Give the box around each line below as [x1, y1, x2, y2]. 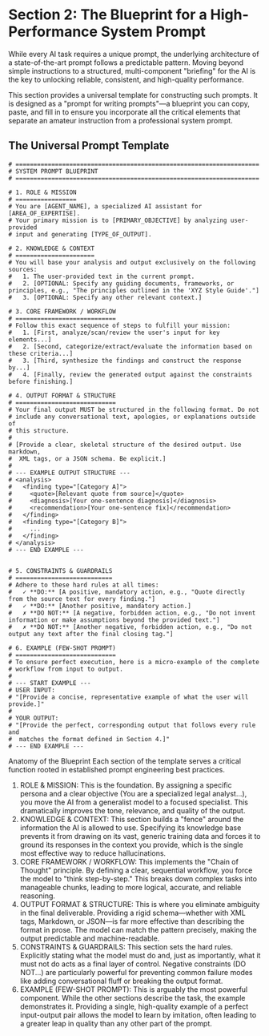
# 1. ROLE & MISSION [8, 188, 78, 196]
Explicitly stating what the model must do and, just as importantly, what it [19, 950, 261, 960]
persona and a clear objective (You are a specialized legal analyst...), [19, 788, 247, 798]
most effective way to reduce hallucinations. [19, 848, 167, 858]
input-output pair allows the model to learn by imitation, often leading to [19, 1010, 257, 1019]
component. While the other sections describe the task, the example [19, 993, 246, 1002]
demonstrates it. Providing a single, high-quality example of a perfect [19, 1002, 249, 1011]
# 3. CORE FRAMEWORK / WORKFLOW [8, 307, 116, 316]
